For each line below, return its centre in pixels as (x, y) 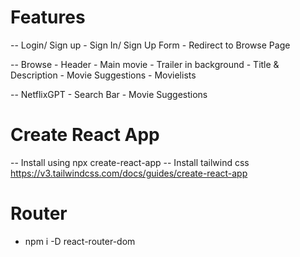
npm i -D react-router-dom (80, 241)
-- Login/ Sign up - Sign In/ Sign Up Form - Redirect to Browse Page (150, 45)
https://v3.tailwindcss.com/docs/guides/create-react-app (129, 173)
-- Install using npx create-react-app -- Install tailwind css (130, 162)
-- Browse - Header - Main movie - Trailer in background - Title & (145, 64)
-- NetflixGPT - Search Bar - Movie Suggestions (109, 94)
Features (48, 17)
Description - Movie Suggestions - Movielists (103, 75)
